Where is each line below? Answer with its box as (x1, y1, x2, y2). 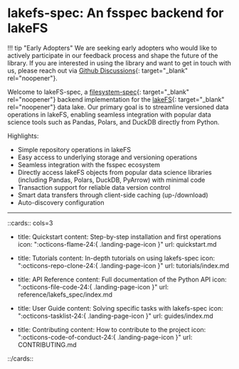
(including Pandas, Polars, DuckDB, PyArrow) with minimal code (17, 176, 206, 184)
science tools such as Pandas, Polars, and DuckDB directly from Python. (7, 117, 220, 126)
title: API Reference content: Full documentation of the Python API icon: (17, 275, 227, 284)
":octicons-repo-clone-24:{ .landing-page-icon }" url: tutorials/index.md (17, 261, 230, 269)
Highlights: (7, 132, 39, 140)
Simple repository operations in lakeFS (17, 145, 132, 154)
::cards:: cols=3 (7, 218, 53, 227)
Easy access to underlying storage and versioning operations (17, 153, 198, 161)
